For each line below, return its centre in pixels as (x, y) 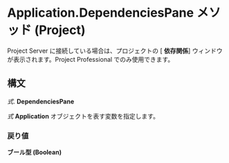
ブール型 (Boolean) (35, 153)
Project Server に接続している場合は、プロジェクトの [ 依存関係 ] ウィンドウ (115, 51)
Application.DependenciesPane (101, 13)
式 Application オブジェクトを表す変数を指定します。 (83, 116)
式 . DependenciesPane (41, 101)
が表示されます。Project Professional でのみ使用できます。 (91, 59)
